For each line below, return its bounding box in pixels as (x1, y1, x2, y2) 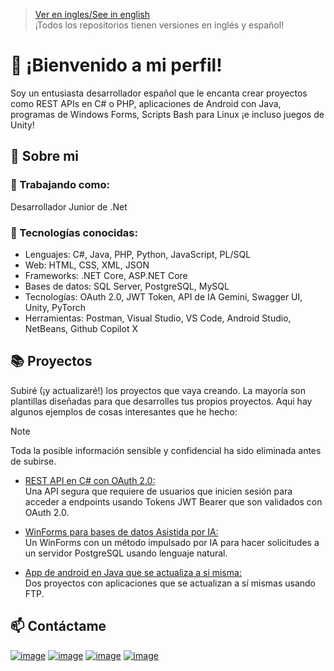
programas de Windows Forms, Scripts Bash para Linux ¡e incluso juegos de (10, 108, 325, 120)
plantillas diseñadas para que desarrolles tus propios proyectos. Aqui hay (10, 395, 313, 407)
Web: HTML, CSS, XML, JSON (24, 259, 150, 271)
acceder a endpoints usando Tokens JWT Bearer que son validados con (24, 495, 323, 508)
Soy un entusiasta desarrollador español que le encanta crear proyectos (10, 87, 308, 99)
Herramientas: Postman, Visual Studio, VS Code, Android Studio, (24, 312, 292, 324)
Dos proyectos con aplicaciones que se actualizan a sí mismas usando (24, 577, 317, 589)
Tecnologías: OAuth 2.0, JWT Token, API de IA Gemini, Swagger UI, (24, 290, 303, 303)
